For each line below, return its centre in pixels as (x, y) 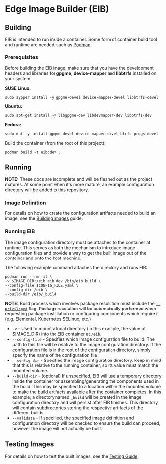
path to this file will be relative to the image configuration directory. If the (86, 344)
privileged (16, 309)
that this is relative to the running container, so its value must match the (85, 365)
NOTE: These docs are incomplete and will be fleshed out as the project (79, 179)
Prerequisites (22, 57)
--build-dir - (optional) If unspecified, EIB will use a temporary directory (87, 376)
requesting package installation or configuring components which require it (82, 313)
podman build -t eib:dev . (33, 152)
